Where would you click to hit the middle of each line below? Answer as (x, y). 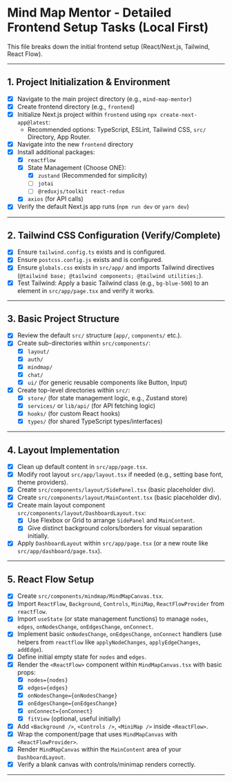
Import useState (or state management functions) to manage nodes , (113, 619)
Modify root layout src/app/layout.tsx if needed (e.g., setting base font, (120, 474)
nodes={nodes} (48, 680)
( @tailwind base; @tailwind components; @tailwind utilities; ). (110, 275)
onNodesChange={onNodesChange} (72, 696)
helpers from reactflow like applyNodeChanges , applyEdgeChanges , (109, 642)
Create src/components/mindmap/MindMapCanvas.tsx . (90, 596)
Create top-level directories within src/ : (74, 390)
